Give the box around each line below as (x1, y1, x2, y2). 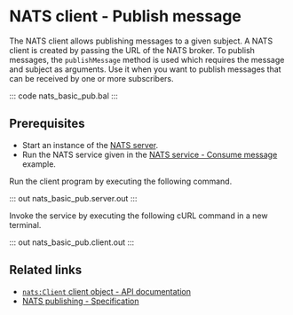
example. (21, 158, 56, 169)
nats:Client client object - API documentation (21, 286, 192, 296)
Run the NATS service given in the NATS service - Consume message (21, 149, 278, 160)
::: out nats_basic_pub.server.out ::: (9, 193, 138, 203)
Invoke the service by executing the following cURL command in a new (9, 210, 268, 221)
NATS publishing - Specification (21, 295, 139, 306)
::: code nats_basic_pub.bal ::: (9, 91, 118, 101)
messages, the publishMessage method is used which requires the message (9, 54, 285, 65)
